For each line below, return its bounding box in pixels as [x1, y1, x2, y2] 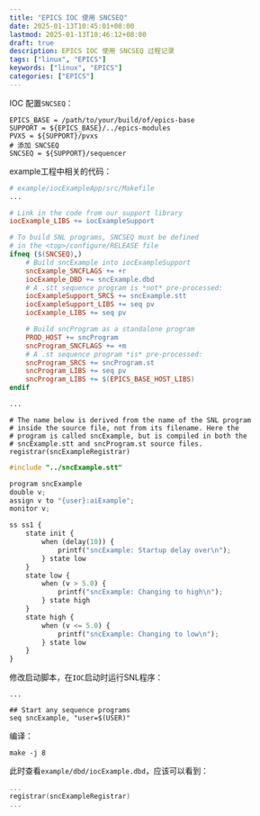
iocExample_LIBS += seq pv [25, 308, 127, 318]
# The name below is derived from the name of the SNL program [9, 415, 252, 424]
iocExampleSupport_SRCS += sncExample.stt [25, 292, 187, 301]
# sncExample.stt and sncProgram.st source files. [9, 439, 203, 449]
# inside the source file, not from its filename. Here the [9, 423, 240, 432]
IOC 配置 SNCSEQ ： [9, 97, 74, 108]
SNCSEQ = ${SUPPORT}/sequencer [9, 149, 127, 158]
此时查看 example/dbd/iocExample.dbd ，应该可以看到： [9, 766, 210, 776]
